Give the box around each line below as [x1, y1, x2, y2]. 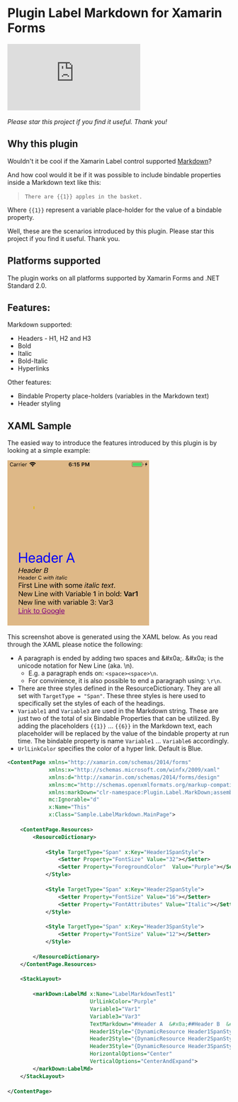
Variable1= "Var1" [89, 1005, 141, 1013]
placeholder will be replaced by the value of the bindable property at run [17, 729, 229, 738]
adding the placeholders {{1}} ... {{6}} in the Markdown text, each [17, 721, 212, 731]
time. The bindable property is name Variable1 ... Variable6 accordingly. [17, 737, 229, 746]
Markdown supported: [7, 320, 72, 329]
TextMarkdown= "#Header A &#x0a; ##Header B [89, 1021, 220, 1028]
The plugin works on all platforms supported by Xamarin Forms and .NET [7, 274, 220, 282]
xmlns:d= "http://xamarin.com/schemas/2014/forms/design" [48, 774, 220, 781]
